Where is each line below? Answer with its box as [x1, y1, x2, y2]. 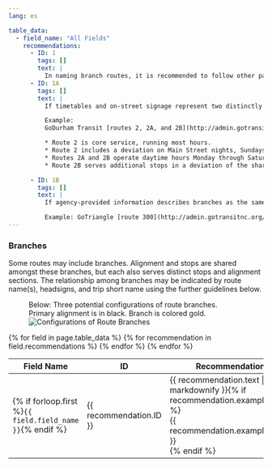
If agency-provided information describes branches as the [44, 199, 249, 207]
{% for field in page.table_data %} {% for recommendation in [8, 333, 212, 343]
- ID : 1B [29, 176, 60, 184]
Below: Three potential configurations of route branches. [28, 300, 218, 310]
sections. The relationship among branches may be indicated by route [8, 276, 242, 285]
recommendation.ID [86, 410, 162, 422]
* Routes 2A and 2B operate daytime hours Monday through [44, 153, 244, 162]
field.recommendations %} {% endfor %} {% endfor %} [8, 341, 193, 351]
